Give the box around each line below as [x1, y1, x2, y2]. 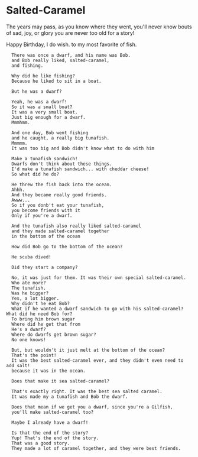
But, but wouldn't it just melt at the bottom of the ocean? [11, 347, 165, 353]
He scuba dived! [11, 254, 51, 260]
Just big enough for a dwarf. [11, 114, 86, 120]
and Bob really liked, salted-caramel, [11, 57, 110, 63]
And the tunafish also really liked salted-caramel [11, 223, 142, 229]
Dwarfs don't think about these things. [11, 161, 112, 167]
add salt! [6, 362, 31, 368]
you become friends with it [11, 208, 81, 213]
